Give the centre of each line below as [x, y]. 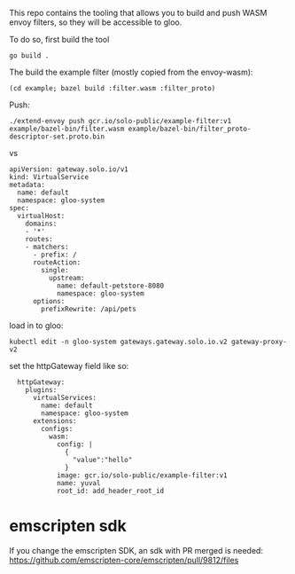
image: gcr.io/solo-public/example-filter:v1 [142, 476]
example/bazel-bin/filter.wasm [67, 129]
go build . [29, 56]
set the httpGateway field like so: [69, 366]
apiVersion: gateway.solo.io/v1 [69, 169]
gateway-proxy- [259, 342]
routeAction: [57, 263]
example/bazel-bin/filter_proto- [190, 129]
